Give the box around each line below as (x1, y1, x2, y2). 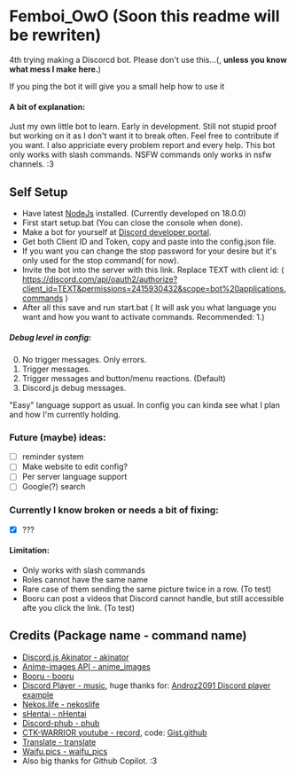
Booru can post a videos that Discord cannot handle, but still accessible (21, 593, 284, 604)
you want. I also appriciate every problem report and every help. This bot (9, 140, 276, 151)
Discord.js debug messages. (21, 382, 127, 393)
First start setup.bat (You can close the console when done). (21, 217, 244, 228)
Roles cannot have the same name (21, 575, 149, 585)
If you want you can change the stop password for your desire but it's (21, 246, 277, 256)
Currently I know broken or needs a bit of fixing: (9, 504, 219, 516)
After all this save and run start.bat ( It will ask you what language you (21, 301, 277, 312)
